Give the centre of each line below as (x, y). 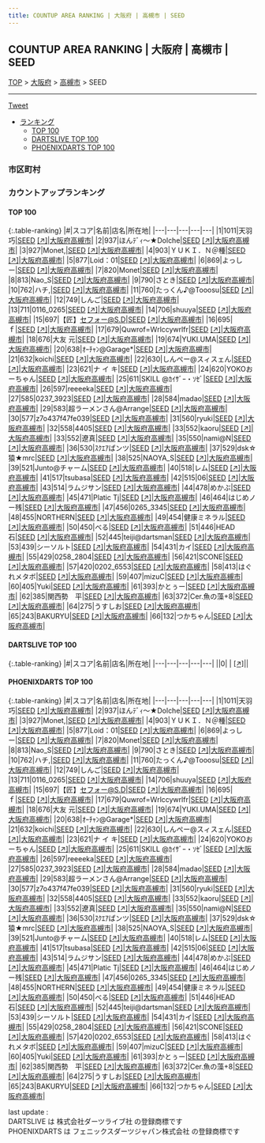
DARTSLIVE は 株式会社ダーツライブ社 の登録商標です (95, 1121)
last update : (28, 1111)
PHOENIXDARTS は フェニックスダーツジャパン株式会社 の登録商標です (124, 1131)
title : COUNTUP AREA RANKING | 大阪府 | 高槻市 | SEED (97, 15)
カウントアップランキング (56, 193)
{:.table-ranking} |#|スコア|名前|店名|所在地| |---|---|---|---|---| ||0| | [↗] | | (129, 663)
